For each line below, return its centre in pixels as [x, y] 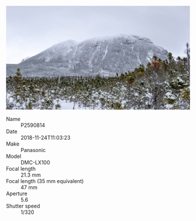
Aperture [17, 194]
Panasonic [33, 150]
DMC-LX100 [36, 162]
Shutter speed [23, 206]
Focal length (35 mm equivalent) [45, 181]
